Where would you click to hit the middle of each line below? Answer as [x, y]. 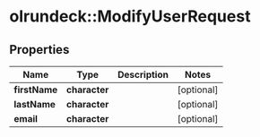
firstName [36, 90]
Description [143, 75]
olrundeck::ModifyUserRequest [130, 17]
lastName [35, 104]
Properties [39, 50]
